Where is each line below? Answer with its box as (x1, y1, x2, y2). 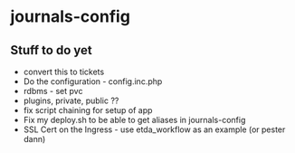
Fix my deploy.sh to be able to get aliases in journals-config (23, 115, 246, 125)
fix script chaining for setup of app (23, 105, 153, 115)
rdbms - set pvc (23, 86, 83, 96)
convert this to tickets (23, 66, 105, 77)
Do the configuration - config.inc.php (23, 76, 163, 87)
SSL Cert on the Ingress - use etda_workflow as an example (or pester (23, 124, 286, 135)
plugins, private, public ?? (23, 95, 119, 106)
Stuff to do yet (10, 43, 93, 58)
